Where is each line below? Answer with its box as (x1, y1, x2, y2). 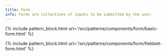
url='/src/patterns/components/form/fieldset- (68, 40, 162, 46)
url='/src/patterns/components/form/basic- (68, 25, 158, 31)
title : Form (5, 7, 30, 12)
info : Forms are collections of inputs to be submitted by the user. (5, 12, 153, 17)
